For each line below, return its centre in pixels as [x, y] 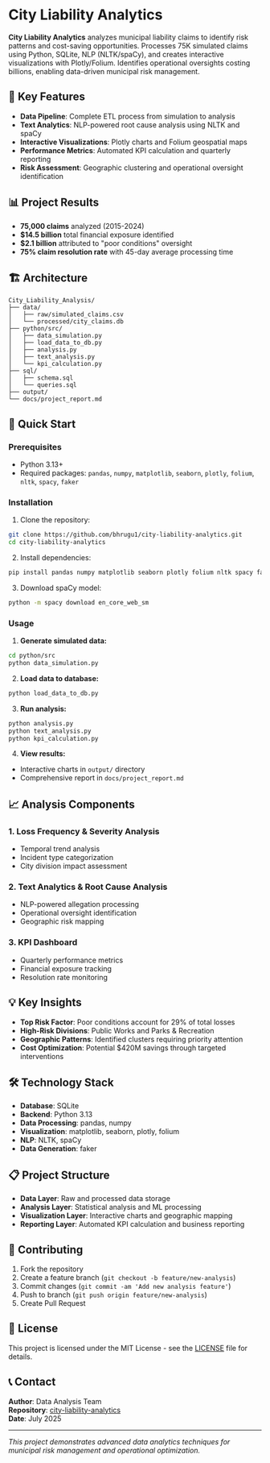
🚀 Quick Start [42, 424]
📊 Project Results [53, 203]
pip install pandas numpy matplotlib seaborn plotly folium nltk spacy [131, 573]
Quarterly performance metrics [72, 960]
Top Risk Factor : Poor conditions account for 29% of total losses [127, 1022]
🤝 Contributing [46, 1250]
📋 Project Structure [59, 1175]
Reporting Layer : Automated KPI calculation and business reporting [132, 1224]
